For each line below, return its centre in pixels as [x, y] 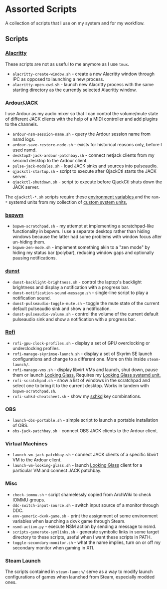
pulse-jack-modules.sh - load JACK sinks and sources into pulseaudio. [85, 166]
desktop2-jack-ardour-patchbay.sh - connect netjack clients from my [83, 155]
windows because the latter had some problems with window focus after [87, 237]
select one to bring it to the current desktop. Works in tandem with [81, 385]
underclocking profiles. [36, 348]
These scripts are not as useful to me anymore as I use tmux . [67, 64]
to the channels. [22, 124]
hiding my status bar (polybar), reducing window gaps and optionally [83, 253]
